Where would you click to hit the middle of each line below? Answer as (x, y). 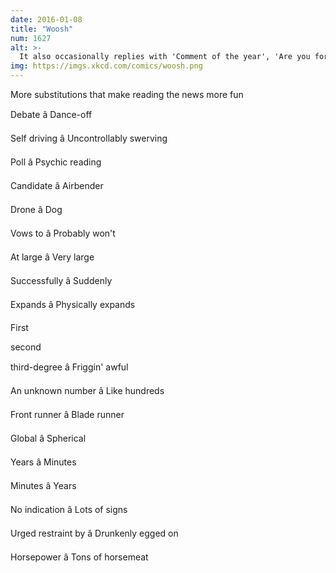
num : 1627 (31, 38)
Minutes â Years (43, 485)
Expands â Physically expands (73, 304)
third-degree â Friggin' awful (69, 367)
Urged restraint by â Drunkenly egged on (94, 533)
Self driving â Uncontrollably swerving (89, 138)
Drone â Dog (36, 209)
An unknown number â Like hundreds (87, 390)
